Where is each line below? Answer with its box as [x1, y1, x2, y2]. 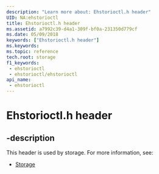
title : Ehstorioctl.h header [6, 20, 80, 26]
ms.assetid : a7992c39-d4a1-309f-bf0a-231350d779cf [6, 26, 138, 32]
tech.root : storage [6, 54, 56, 60]
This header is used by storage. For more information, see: [6, 149, 154, 156]
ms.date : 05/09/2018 [6, 32, 59, 38]
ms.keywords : [6, 43, 40, 49]
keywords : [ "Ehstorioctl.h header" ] [6, 37, 99, 43]
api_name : [6, 77, 32, 83]
